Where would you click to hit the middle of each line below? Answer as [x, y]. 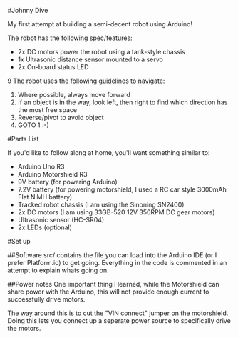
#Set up [19, 241]
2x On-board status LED [53, 67]
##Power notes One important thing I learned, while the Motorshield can [113, 284]
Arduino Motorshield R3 [52, 174]
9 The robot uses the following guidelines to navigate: [86, 81]
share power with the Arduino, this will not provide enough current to [108, 292]
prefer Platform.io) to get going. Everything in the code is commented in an [117, 263]
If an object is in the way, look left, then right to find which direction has [123, 102]
